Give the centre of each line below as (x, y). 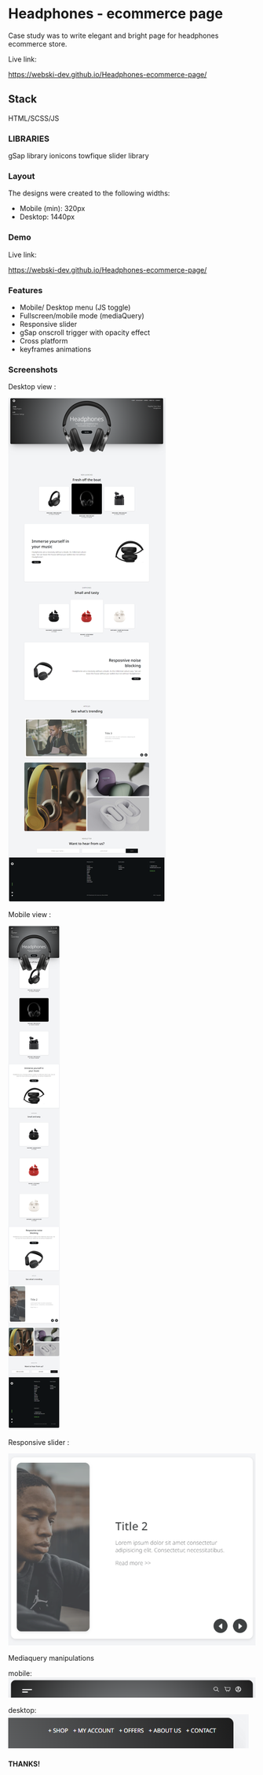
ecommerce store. (38, 43)
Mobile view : (30, 915)
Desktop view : (32, 387)
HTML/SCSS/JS (34, 118)
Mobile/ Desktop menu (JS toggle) (75, 307)
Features (26, 290)
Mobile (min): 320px (52, 209)
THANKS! (24, 1764)
